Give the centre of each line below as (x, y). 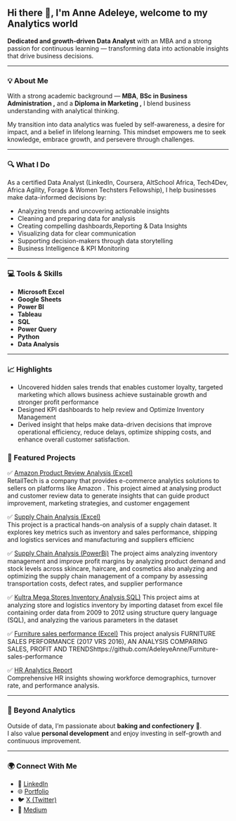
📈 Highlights (30, 369)
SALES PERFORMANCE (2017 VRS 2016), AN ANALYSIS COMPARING (107, 642)
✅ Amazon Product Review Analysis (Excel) (70, 473)
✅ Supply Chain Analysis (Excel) (54, 517)
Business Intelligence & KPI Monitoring (73, 248)
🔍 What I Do (29, 164)
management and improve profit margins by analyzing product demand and (117, 561)
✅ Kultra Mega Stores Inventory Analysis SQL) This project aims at (104, 597)
